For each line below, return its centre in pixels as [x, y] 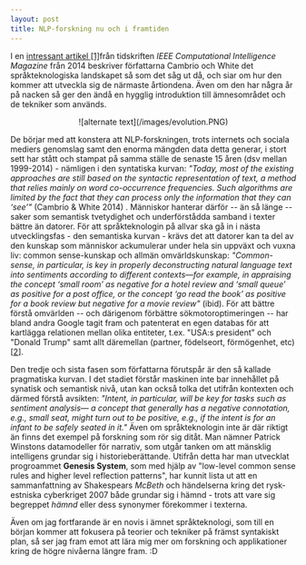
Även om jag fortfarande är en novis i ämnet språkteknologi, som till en [143, 521]
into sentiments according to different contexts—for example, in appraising [151, 274]
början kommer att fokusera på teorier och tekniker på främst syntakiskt [145, 531]
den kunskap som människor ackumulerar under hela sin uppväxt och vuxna [153, 245]
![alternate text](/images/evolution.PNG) [153, 122]
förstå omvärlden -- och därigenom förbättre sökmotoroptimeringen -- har [149, 312]
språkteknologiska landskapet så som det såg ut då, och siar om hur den [146, 75]
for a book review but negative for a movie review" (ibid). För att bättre [143, 303]
